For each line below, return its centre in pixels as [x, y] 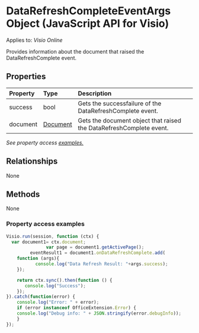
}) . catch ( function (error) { [41, 297]
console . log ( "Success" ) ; [55, 286]
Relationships [32, 161]
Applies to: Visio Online [35, 40]
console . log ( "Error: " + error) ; [58, 302]
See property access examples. [45, 142]
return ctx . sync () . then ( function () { [65, 280]
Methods [23, 194]
